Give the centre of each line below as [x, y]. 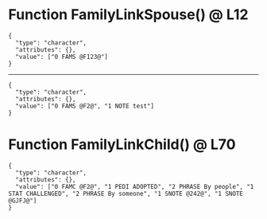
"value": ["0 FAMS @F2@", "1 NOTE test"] [85, 106]
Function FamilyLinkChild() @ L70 [122, 145]
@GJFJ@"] [23, 201]
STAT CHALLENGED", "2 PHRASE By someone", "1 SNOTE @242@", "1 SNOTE [126, 194]
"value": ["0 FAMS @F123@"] [62, 57]
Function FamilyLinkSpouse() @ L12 [128, 15]
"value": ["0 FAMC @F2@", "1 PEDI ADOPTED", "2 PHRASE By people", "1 [135, 186]
